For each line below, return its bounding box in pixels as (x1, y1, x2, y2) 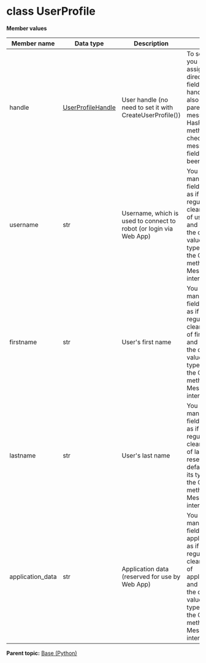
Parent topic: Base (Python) (6, 649, 78, 657)
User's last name (121, 451, 170, 459)
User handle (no (121, 95, 169, 104)
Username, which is (121, 209, 179, 217)
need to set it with (121, 103, 174, 112)
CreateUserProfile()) (121, 110, 181, 119)
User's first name (121, 337, 172, 346)
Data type (74, 39, 104, 47)
